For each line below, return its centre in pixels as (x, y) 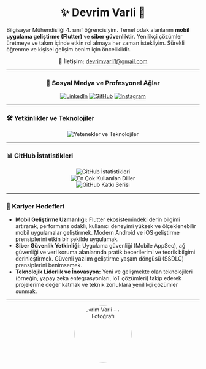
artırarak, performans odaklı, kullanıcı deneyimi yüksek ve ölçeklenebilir (105, 226)
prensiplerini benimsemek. (49, 265)
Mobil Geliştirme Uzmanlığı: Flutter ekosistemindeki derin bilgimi (97, 219)
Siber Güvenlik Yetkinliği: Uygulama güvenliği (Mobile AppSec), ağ (100, 246)
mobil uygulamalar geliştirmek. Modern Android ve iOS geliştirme (97, 233)
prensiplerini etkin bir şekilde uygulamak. (67, 239)
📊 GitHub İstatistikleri (40, 156)
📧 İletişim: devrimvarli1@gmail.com (103, 61)
